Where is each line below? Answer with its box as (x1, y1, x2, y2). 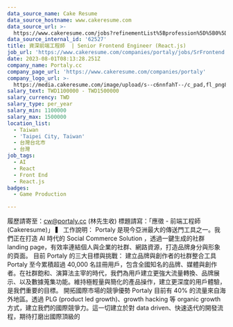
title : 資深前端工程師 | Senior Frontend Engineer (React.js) (7, 42, 187, 49)
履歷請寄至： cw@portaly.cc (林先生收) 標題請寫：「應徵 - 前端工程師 (7, 217, 201, 226)
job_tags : (7, 152, 36, 160)
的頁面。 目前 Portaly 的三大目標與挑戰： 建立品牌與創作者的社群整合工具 (7, 251, 217, 260)
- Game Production (13, 191, 67, 198)
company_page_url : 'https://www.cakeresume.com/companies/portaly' (7, 68, 207, 75)
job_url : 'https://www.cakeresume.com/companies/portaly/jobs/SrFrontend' (7, 49, 228, 56)
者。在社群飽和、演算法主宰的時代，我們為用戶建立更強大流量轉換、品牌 (7, 269, 214, 278)
